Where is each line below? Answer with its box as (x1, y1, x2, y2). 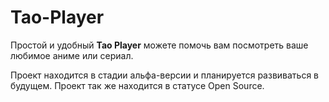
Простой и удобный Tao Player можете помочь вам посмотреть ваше (10, 39, 309, 51)
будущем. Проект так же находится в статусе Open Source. (10, 79, 265, 91)
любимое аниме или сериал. (10, 49, 134, 61)
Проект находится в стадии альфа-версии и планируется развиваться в (10, 69, 320, 81)
